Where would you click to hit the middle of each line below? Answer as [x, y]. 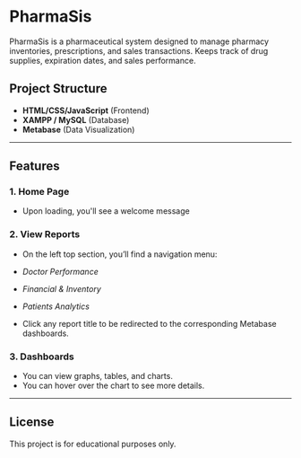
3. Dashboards [42, 357]
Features [34, 167]
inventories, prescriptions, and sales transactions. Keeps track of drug [139, 50]
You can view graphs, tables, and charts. [97, 376]
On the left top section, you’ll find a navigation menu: [120, 254]
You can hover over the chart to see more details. [113, 386]
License [32, 423]
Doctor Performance [60, 271]
